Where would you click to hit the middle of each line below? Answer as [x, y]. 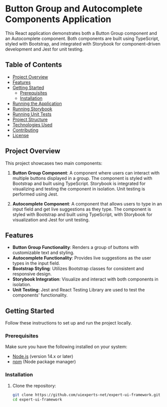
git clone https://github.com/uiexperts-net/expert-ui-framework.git [86, 395]
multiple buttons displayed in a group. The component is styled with [82, 178]
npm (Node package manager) [44, 362]
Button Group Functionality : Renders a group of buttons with [75, 247]
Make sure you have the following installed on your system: [66, 347]
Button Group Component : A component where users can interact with [86, 172]
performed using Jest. [35, 194]
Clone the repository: [34, 385]
